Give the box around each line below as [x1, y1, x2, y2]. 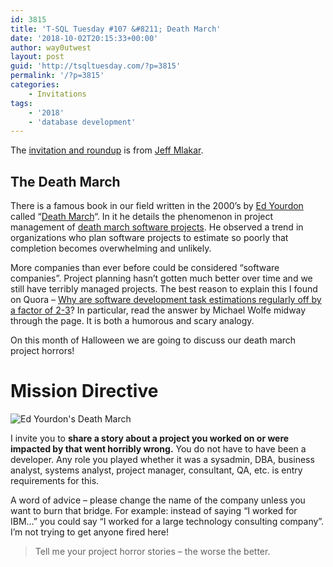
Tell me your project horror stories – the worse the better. [34, 546, 271, 557]
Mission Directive [10, 380, 159, 403]
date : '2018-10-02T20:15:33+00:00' [10, 33, 159, 43]
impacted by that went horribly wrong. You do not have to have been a [10, 443, 307, 455]
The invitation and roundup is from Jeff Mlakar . [10, 144, 204, 156]
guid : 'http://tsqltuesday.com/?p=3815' [10, 61, 182, 71]
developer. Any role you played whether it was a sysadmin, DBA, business [10, 454, 315, 465]
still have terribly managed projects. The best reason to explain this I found [10, 283, 318, 295]
